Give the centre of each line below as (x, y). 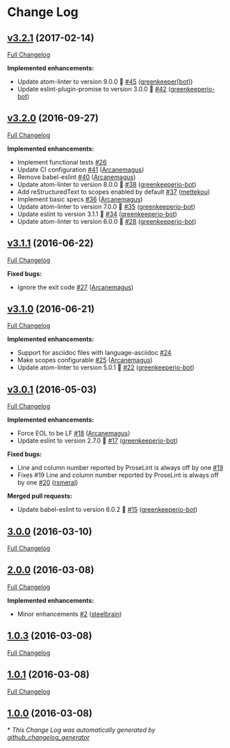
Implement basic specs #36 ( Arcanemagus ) (80, 199)
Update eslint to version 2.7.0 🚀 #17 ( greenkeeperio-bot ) (98, 441)
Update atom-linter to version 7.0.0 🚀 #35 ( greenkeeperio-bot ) (106, 206)
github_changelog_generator (49, 738)
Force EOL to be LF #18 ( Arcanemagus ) (74, 434)
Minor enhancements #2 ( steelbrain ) (69, 613)
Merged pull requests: (40, 496)
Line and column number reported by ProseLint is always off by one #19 (120, 468)
